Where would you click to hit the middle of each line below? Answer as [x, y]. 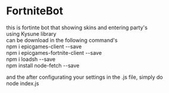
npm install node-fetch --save [43, 65]
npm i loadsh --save [31, 59]
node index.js [23, 83]
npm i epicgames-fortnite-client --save [54, 52]
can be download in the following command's [62, 40]
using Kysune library [31, 33]
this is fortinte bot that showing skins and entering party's [77, 27]
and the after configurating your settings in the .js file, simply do [84, 77]
